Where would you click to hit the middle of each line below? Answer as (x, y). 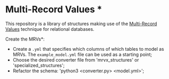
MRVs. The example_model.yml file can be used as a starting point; (82, 54)
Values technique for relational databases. (50, 29)
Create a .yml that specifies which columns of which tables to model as (88, 49)
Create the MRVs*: (25, 39)
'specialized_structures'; (39, 65)
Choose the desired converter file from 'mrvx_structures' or (76, 60)
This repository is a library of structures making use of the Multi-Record (81, 24)
